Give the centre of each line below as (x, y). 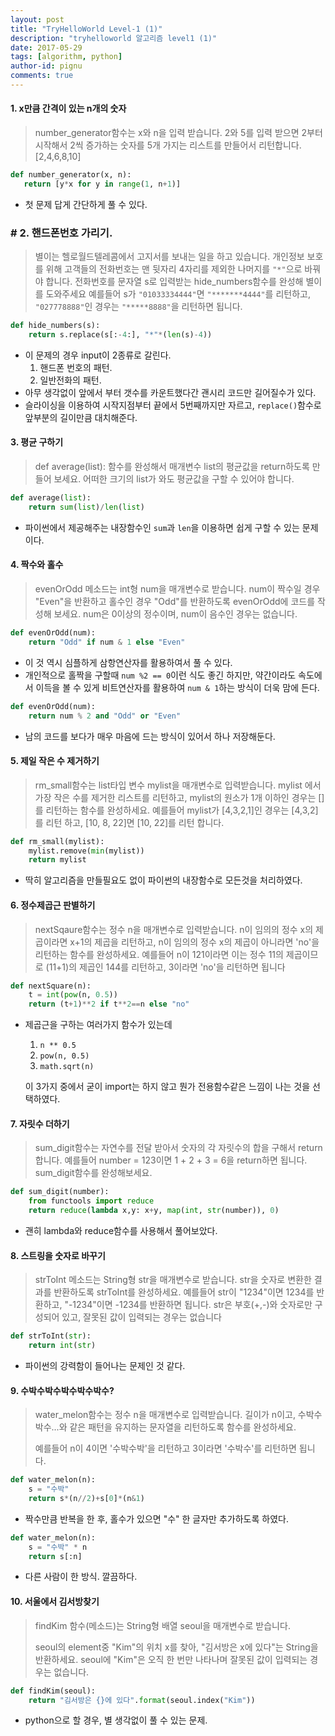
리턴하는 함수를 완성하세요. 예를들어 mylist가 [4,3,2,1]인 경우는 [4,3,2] (182, 810)
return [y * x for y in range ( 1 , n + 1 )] (102, 184)
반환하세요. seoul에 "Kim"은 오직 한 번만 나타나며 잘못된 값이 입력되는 (171, 1659)
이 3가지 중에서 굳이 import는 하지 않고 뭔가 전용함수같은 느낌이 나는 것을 (167, 1087)
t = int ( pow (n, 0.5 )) (73, 995)
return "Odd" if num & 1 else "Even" (107, 642)
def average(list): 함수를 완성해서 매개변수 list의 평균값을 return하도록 (172, 467)
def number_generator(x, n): (71, 175)
